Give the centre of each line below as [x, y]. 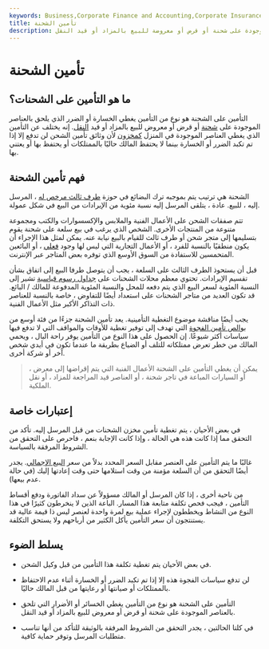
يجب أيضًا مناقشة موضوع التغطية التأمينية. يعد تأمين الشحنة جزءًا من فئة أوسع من [129, 319]
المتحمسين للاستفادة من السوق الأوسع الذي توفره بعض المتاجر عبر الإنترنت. [122, 254]
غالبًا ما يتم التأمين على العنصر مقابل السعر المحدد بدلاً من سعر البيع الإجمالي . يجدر [131, 462]
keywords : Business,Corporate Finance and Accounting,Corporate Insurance [136, 16]
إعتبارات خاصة [41, 410]
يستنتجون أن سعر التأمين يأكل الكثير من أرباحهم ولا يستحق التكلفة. [107, 520]
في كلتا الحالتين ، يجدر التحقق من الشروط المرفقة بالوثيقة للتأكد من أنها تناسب [137, 627]
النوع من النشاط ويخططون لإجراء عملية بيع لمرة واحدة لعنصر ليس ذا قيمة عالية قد [131, 511]
